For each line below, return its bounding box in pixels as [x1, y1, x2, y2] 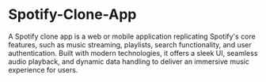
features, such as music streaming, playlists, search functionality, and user [8, 39, 252, 49]
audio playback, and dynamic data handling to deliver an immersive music [8, 57, 249, 66]
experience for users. [8, 65, 78, 74]
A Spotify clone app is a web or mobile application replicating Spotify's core [8, 32, 256, 41]
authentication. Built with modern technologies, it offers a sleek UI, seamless [8, 48, 258, 58]
